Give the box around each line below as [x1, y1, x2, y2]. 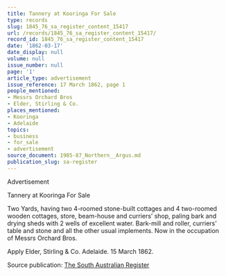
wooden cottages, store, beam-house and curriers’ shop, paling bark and [7, 212, 217, 220]
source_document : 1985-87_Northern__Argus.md [7, 152, 141, 159]
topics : [7, 126, 30, 133]
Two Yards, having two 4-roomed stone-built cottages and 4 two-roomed [7, 204, 217, 212]
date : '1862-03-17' [7, 42, 64, 49]
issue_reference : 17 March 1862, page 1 [7, 81, 126, 88]
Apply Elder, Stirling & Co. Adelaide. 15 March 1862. [7, 247, 154, 255]
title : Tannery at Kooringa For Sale [7, 10, 116, 17]
